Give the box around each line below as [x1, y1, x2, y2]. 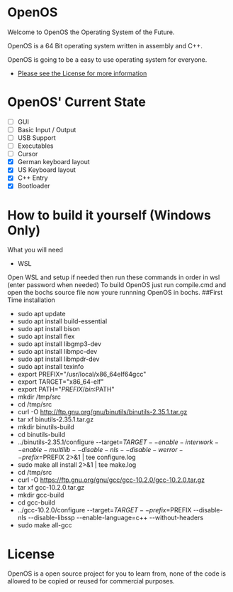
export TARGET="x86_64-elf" [17, 377, 104, 386]
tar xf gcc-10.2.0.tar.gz [17, 483, 85, 492]
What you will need [7, 246, 64, 254]
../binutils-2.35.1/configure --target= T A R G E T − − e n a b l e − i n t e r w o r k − [17, 438, 220, 446]
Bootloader [17, 182, 51, 190]
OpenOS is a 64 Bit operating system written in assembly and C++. [7, 41, 203, 50]
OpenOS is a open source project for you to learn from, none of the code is [7, 569, 227, 578]
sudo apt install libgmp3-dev [17, 340, 101, 348]
